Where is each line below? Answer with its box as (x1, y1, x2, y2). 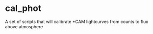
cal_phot (5, 3, 42, 14)
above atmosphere (5, 23, 43, 29)
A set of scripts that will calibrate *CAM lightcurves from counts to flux (5, 19, 149, 24)
